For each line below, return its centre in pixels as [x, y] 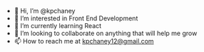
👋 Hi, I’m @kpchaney [45, 11]
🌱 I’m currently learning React [58, 26]
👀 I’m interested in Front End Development [76, 18]
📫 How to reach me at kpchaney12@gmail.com [84, 41]
